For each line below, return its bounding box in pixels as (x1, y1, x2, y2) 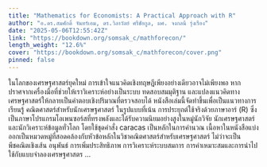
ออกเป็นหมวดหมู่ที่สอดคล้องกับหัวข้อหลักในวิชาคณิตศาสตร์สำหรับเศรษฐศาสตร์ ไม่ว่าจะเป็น (8, 131, 241, 141)
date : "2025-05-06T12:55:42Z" (8, 26, 109, 34)
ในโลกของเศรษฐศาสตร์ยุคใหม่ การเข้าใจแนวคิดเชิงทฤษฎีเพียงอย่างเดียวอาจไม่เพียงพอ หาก (8, 77, 241, 87)
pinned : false (8, 56, 56, 64)
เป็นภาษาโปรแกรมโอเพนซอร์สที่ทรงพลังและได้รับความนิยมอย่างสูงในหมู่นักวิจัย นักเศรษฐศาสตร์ (8, 113, 256, 123)
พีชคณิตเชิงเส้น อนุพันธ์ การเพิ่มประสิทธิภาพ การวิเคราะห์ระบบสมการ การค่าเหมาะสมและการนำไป (8, 140, 258, 150)
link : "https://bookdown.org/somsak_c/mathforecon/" (8, 33, 187, 42)
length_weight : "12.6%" (8, 41, 87, 49)
